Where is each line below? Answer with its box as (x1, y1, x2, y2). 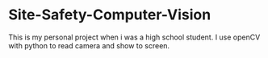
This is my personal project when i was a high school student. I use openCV (8, 32, 261, 42)
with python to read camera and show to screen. (8, 40, 170, 50)
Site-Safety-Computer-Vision (8, 6, 211, 24)
